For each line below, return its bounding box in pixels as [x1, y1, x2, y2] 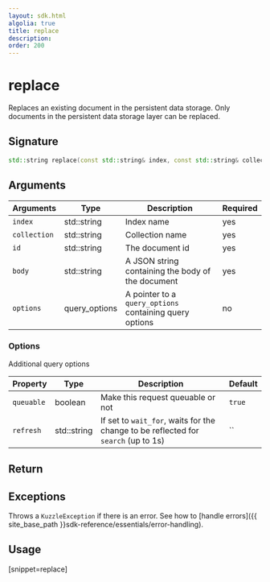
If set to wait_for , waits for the [100, 415, 215, 426]
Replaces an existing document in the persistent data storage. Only [8, 103, 231, 113]
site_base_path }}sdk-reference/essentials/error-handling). [8, 520, 203, 530]
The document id [125, 242, 190, 254]
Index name [125, 216, 170, 227]
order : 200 [8, 42, 45, 50]
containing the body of [125, 265, 211, 276]
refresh [12, 426, 42, 435]
